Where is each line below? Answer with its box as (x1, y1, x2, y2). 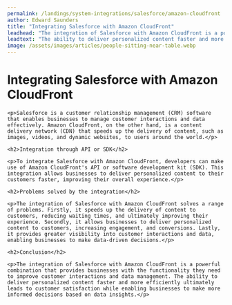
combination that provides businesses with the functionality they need (7, 267, 221, 274)
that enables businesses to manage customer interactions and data (7, 115, 206, 122)
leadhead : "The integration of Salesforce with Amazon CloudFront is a (7, 29, 217, 37)
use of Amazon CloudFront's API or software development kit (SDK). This (7, 164, 224, 171)
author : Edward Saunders (7, 17, 79, 24)
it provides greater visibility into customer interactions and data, (7, 230, 215, 237)
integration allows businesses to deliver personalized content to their (7, 170, 224, 177)
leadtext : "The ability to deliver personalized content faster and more (7, 36, 224, 43)
